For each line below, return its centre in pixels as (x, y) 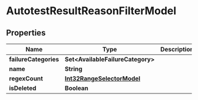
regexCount (26, 78)
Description (177, 49)
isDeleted (23, 88)
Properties (26, 33)
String (73, 69)
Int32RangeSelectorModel (102, 78)
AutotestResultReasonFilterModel (91, 11)
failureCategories (34, 59)
